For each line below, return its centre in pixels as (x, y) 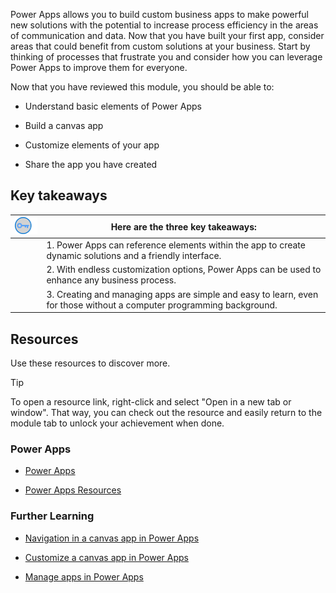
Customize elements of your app (92, 145)
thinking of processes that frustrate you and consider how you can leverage (166, 57)
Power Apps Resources (73, 490)
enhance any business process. (111, 280)
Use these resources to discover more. (90, 363)
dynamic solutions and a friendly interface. (134, 256)
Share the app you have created (91, 164)
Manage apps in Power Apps (84, 576)
